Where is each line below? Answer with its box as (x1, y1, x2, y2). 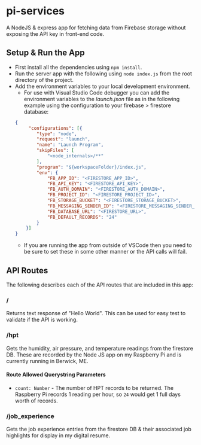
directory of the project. (14, 76, 74, 83)
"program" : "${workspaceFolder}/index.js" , (36, 164, 147, 170)
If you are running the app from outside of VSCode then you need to (23, 242, 193, 249)
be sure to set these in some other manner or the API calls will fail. (23, 248, 187, 255)
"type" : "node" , (36, 130, 77, 137)
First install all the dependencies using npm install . (14, 63, 142, 71)
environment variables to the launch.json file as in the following (23, 95, 180, 102)
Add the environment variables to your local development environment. (14, 83, 190, 90)
